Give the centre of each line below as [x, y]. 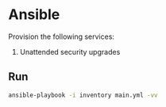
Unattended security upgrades [70, 52]
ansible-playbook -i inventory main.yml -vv [83, 95]
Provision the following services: [62, 36]
